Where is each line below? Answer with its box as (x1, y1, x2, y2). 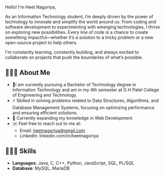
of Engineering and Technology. (12, 92, 77, 98)
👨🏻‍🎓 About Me (5, 69, 50, 77)
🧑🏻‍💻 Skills (5, 147, 37, 155)
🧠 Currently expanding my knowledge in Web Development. (12, 115, 134, 121)
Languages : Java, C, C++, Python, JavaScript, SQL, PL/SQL (12, 160, 134, 166)
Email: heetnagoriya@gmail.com (19, 127, 85, 133)
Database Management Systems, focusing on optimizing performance (12, 104, 155, 110)
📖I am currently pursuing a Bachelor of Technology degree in (12, 81, 136, 87)
